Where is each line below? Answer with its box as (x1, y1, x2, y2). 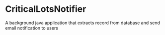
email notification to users (5, 25, 59, 31)
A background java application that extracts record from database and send (5, 20, 161, 26)
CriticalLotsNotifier (5, 3, 86, 15)
